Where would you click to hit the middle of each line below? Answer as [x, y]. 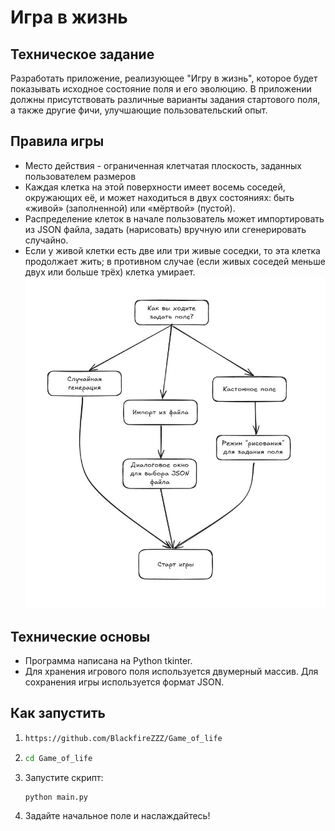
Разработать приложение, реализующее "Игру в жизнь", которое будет [164, 78]
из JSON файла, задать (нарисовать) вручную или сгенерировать [165, 229]
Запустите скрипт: [64, 777]
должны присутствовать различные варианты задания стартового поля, [165, 99]
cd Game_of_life [58, 758]
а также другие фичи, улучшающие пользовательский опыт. [139, 110]
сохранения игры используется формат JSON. [124, 682]
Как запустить [58, 713]
